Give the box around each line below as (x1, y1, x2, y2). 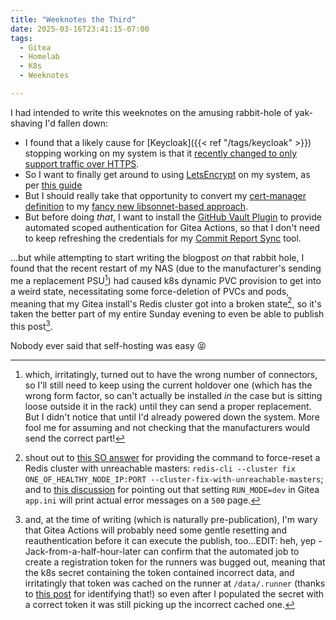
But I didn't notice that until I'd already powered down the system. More (24, 411, 320, 423)
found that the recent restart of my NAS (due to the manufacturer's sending (10, 262, 322, 274)
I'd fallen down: (44, 117, 109, 129)
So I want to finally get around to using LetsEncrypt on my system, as (24, 168, 311, 180)
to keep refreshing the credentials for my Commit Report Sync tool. (24, 232, 302, 244)
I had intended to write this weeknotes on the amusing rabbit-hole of (10, 106, 293, 118)
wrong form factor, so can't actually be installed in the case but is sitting (24, 389, 323, 401)
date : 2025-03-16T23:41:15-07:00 (10, 24, 150, 34)
